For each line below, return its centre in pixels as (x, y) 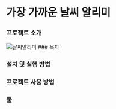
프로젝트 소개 (24, 33)
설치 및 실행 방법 (28, 64)
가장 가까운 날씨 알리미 (59, 12)
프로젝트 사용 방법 (31, 82)
